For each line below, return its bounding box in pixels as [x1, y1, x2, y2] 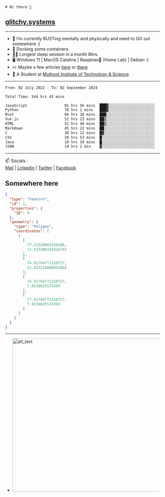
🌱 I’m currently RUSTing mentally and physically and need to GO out [12, 35, 151, 41]
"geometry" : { [9, 220, 38, 224]
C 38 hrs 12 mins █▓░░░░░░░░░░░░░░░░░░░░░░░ [5, 130, 155, 135]
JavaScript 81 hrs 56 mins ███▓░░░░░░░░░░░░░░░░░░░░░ [5, 103, 155, 108]
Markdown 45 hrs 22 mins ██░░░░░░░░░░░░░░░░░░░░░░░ [5, 126, 155, 131]
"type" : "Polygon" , [14, 224, 54, 229]
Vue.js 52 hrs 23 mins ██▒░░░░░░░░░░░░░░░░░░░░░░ [5, 117, 155, 122]
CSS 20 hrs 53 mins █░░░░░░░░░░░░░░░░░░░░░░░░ [5, 135, 155, 140]
